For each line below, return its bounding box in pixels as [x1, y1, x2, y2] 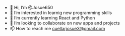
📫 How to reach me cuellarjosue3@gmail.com [9, 26, 105, 31]
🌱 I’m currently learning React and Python [9, 15, 95, 20]
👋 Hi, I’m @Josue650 [9, 5, 53, 10]
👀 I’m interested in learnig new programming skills [9, 10, 112, 16]
